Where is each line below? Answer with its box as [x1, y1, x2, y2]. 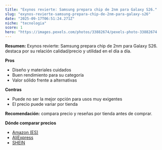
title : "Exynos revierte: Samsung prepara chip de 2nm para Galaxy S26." [5, 7, 158, 12]
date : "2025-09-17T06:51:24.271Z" [5, 16, 75, 21]
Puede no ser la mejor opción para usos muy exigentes [12, 96, 123, 102]
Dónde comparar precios [5, 120, 57, 126]
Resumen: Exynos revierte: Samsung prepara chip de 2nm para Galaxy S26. [5, 43, 158, 49]
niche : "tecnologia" [5, 20, 47, 26]
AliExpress [12, 134, 33, 140]
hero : [5, 30, 16, 34]
